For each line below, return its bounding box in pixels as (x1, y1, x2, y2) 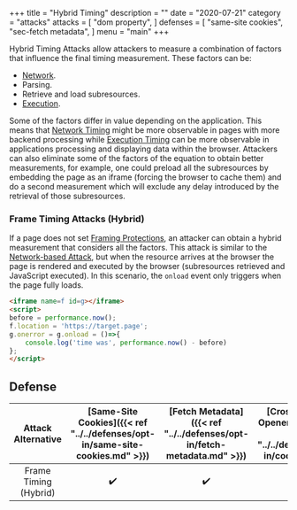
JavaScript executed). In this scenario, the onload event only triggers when (9, 270, 282, 282)
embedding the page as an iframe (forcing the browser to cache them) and (9, 172, 282, 182)
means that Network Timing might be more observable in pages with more (9, 125, 280, 135)
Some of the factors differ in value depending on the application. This (9, 115, 263, 126)
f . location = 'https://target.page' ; (9, 321, 148, 330)
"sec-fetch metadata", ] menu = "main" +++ (9, 27, 170, 36)
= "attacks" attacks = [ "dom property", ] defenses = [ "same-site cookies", (9, 17, 284, 27)
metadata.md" (166, 450, 228, 462)
